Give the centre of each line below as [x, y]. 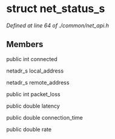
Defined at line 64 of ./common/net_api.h [57, 25]
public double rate [29, 129]
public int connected [32, 59]
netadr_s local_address [35, 71]
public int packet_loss [33, 94]
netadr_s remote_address [38, 82]
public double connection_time [44, 117]
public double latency [33, 106]
